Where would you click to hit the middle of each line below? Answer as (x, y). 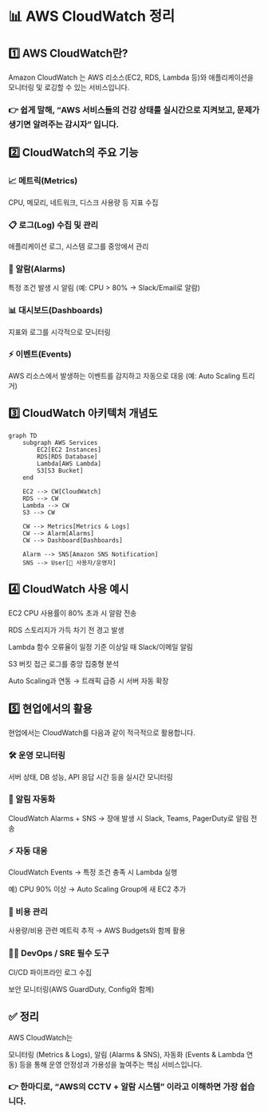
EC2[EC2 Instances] (69, 450)
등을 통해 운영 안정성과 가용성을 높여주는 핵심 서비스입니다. (110, 1064)
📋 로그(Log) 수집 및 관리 (53, 225)
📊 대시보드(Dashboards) (56, 310)
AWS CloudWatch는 (41, 1037)
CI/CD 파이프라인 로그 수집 (50, 972)
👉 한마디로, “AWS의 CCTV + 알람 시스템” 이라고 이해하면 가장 (123, 1087)
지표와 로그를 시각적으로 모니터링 (60, 332)
